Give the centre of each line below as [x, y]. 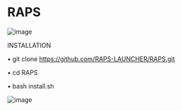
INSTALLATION [29, 45]
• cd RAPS [22, 72]
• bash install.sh [31, 86]
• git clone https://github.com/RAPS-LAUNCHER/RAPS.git [91, 59]
